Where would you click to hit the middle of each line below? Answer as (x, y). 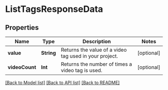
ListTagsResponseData (54, 9)
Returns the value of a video (94, 50)
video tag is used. (81, 70)
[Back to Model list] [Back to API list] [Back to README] (62, 83)
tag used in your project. (89, 56)
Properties (22, 28)
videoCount (22, 67)
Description (96, 42)
